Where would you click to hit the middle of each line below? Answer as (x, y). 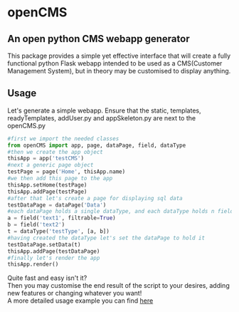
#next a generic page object (51, 165)
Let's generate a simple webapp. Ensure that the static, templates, (104, 110)
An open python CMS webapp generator (99, 39)
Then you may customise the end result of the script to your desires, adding (118, 286)
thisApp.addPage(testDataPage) (54, 251)
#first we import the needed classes (63, 139)
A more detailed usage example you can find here (80, 301)
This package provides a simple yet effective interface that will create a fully (119, 56)
